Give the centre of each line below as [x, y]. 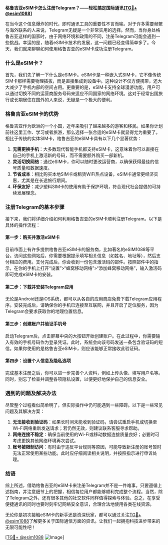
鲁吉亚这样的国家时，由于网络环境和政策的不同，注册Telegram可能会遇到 [80, 36]
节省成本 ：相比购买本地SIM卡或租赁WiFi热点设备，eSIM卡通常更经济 [83, 174]
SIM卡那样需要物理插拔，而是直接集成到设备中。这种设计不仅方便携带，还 [81, 81]
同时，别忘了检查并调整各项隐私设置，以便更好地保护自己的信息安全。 [77, 379]
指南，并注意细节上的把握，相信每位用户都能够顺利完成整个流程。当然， [84, 491]
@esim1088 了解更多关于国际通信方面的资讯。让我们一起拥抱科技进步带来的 [83, 521]
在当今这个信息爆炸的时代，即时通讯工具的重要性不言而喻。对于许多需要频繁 [84, 24]
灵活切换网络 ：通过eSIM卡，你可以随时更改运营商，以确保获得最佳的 [83, 161]
